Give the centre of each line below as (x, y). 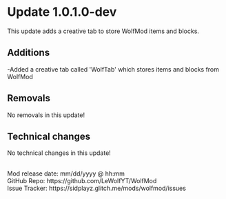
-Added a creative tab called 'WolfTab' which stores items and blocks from (113, 69)
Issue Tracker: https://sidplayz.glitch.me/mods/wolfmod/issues (96, 188)
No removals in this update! (46, 115)
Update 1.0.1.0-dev (62, 12)
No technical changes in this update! (59, 153)
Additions (29, 53)
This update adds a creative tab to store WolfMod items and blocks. (103, 31)
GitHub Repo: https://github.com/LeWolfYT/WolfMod (82, 181)
